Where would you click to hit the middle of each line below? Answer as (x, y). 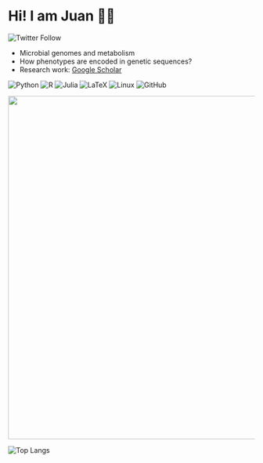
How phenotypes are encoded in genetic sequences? (106, 61)
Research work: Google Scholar (70, 69)
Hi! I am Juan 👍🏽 (62, 16)
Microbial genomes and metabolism (77, 53)
